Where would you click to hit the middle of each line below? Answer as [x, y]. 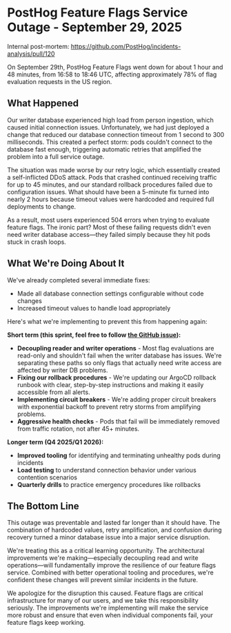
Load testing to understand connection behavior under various [107, 470]
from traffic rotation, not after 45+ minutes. [78, 428]
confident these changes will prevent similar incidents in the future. [103, 580]
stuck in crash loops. [37, 242]
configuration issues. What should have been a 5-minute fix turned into [108, 191]
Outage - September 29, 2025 [95, 27]
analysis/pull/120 [31, 54]
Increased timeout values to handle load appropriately [94, 308]
